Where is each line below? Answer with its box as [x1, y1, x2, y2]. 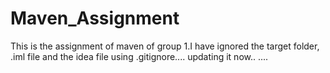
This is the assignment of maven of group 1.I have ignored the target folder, [10, 40, 320, 52]
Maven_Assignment [10, 7, 180, 30]
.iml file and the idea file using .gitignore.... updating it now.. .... [10, 50, 269, 62]
